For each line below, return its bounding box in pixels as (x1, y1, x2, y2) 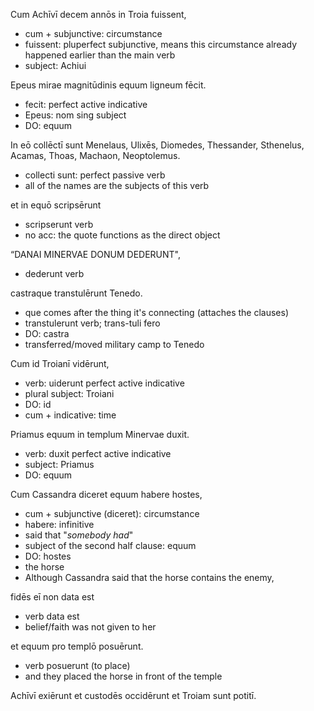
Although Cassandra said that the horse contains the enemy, (24, 572, 275, 583)
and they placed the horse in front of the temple (24, 670, 223, 682)
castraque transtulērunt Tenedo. (10, 287, 143, 299)
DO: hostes (24, 550, 72, 562)
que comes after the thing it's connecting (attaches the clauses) (24, 307, 289, 318)
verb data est (24, 610, 80, 622)
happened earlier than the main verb (24, 49, 176, 61)
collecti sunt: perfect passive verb (24, 169, 166, 181)
